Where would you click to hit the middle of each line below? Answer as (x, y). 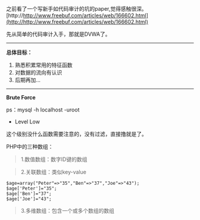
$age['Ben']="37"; (29, 194)
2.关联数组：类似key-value (53, 172)
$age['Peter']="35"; (32, 188)
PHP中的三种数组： (30, 147)
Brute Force (21, 97)
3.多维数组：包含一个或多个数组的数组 (68, 211)
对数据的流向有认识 (38, 72)
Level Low (27, 122)
